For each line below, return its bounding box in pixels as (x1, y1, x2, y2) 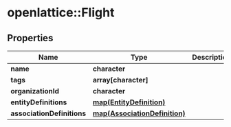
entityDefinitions (10, 97, 67, 107)
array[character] (92, 76, 148, 84)
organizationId (10, 86, 60, 95)
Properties (7, 32, 54, 44)
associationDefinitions (10, 108, 87, 118)
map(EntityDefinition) (92, 97, 166, 107)
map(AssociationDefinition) (92, 108, 186, 118)
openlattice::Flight (7, 5, 115, 21)
